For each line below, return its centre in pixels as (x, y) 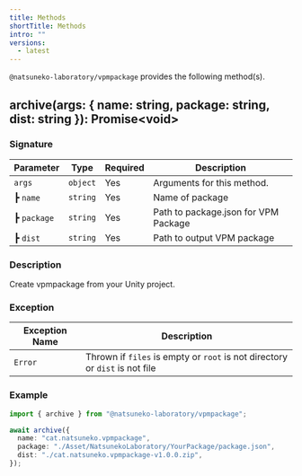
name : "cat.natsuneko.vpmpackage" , (84, 438)
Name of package (191, 197)
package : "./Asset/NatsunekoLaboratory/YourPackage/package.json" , (147, 447)
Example (29, 395)
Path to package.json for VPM (216, 212)
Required (124, 167)
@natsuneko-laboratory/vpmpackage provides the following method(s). (137, 76)
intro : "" (28, 34)
